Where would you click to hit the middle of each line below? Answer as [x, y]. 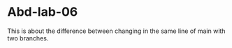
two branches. [28, 38]
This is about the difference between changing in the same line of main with [116, 31]
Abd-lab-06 [43, 12]
